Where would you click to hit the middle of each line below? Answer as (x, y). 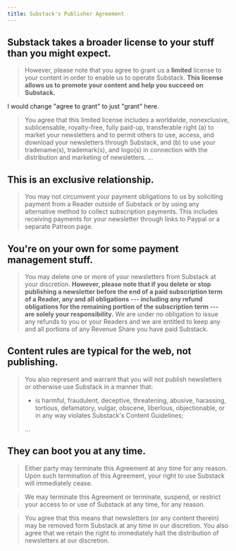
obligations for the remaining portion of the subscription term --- (122, 307)
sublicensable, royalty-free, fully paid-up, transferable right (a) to (119, 128)
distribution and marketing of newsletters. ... (89, 157)
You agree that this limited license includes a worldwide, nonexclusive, (127, 120)
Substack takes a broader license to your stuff (111, 43)
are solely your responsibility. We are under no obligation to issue (121, 314)
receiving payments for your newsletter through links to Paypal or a (122, 219)
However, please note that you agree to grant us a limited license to (123, 70)
